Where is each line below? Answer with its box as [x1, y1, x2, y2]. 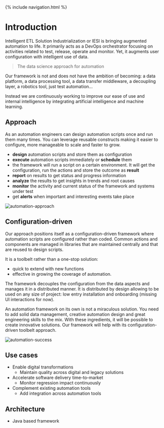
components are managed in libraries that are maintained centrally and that [5, 241, 158, 247]
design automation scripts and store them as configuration [12, 151, 132, 157]
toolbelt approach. [19, 327, 57, 333]
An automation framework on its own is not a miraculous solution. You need [5, 306, 159, 312]
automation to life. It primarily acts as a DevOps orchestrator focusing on [5, 43, 153, 49]
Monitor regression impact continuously [19, 380, 101, 386]
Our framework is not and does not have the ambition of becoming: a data [5, 73, 156, 79]
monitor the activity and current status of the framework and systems [12, 183, 155, 189]
